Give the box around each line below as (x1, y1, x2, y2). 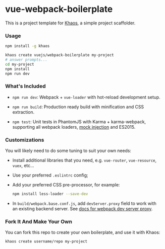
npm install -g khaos (5, 44, 50, 49)
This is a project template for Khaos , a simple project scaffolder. (5, 20, 136, 26)
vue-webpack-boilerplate (5, 3, 113, 15)
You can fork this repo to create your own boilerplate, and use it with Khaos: (5, 230, 161, 236)
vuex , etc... (12, 163, 35, 168)
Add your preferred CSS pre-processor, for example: (12, 182, 120, 188)
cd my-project (5, 62, 35, 67)
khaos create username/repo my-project (5, 239, 88, 244)
